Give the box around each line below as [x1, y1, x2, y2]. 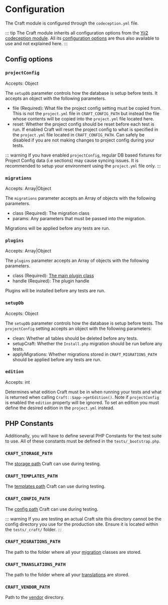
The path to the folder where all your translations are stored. [5, 572, 129, 578]
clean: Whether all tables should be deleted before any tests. [12, 335, 138, 341]
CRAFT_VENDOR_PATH [5, 584, 50, 590]
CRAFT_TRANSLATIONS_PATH [5, 561, 66, 567]
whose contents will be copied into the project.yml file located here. [12, 115, 154, 121]
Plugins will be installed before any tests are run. [5, 287, 105, 294]
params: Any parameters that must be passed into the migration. [12, 215, 146, 221]
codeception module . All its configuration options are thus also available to [5, 35, 159, 41]
